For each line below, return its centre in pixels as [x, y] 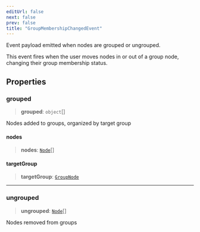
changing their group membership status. [57, 63]
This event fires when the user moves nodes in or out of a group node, [93, 57]
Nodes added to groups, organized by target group [69, 123]
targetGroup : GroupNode [50, 177]
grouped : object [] [43, 111]
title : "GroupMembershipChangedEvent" [54, 28]
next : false [21, 17]
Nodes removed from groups [42, 222]
